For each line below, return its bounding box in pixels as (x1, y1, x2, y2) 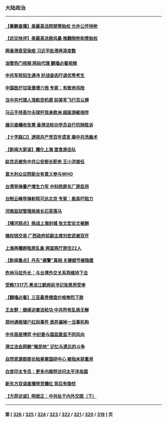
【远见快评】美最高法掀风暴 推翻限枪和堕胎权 (5, 35, 98, 41)
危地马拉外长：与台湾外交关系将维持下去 (5, 270, 88, 276)
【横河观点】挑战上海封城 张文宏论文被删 (5, 220, 89, 226)
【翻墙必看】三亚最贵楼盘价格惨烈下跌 (5, 294, 83, 300)
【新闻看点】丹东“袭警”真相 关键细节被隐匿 (5, 258, 94, 264)
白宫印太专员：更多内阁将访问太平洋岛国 (5, 368, 88, 374)
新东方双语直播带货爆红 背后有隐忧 (5, 381, 76, 387)
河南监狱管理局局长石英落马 (5, 208, 62, 214)
